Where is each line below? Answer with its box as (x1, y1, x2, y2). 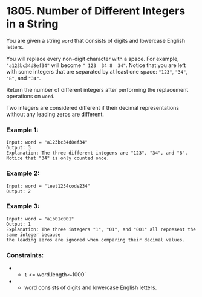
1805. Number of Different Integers (6, 4, 186, 18)
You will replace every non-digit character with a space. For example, (6, 55, 180, 62)
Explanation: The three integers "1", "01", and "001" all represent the (6, 226, 197, 232)
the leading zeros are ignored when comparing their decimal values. (6, 237, 186, 243)
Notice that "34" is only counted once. (6, 155, 110, 161)
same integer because (6, 231, 61, 238)
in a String (6, 17, 59, 31)
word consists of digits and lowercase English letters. (24, 284, 157, 291)
